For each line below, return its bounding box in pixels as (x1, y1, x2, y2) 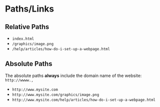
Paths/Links (5, 3, 54, 15)
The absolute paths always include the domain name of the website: (5, 73, 142, 78)
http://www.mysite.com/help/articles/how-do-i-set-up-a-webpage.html (12, 97, 156, 102)
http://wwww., (5, 77, 34, 83)
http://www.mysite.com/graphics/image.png (12, 92, 99, 97)
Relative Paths (5, 23, 49, 31)
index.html (12, 36, 34, 41)
